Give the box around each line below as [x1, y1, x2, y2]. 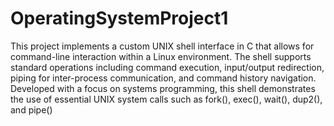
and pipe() [10, 103, 53, 116]
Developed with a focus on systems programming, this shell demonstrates [10, 82, 316, 94]
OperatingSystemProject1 [10, 7, 229, 30]
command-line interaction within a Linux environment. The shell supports [10, 50, 312, 62]
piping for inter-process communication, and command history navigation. [10, 72, 317, 84]
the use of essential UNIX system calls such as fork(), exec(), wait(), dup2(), [10, 93, 323, 105]
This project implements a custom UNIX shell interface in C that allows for [10, 40, 315, 52]
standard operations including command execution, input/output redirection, [10, 61, 325, 73]
